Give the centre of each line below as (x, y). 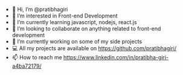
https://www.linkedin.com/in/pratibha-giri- (116, 57)
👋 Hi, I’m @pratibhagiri (40, 9)
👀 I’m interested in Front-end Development (65, 16)
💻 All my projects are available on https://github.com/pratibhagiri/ (94, 48)
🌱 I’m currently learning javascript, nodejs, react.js (74, 22)
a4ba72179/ (27, 66)
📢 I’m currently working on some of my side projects (77, 41)
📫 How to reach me (37, 57)
